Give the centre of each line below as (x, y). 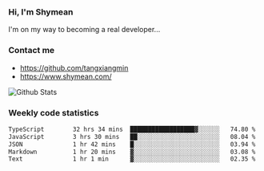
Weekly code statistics (54, 112)
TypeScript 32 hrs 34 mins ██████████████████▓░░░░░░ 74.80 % (132, 129)
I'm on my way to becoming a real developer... (84, 30)
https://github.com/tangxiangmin (74, 67)
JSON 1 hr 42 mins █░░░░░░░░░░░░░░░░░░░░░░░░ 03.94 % (132, 144)
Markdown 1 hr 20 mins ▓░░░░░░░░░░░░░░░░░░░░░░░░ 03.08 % (132, 152)
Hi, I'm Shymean (41, 12)
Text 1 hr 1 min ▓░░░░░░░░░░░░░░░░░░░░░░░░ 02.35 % (132, 159)
